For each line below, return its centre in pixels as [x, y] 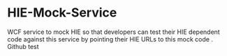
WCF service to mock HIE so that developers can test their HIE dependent [113, 32]
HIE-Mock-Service [62, 13]
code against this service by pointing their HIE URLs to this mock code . [110, 39]
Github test [23, 46]
